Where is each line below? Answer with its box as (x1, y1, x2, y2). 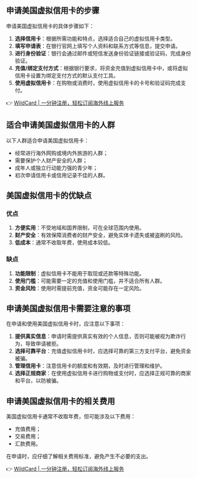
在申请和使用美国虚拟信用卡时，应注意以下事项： (6, 320, 125, 327)
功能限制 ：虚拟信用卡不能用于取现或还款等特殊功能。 (14, 269, 145, 277)
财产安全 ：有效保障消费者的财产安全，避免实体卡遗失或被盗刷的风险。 (14, 232, 186, 239)
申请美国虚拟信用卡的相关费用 (6, 396, 115, 406)
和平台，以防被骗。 (14, 377, 62, 384)
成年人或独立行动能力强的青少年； (14, 164, 98, 171)
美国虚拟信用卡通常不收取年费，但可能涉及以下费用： (6, 413, 136, 420)
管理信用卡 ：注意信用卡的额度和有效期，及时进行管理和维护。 (14, 362, 166, 369)
